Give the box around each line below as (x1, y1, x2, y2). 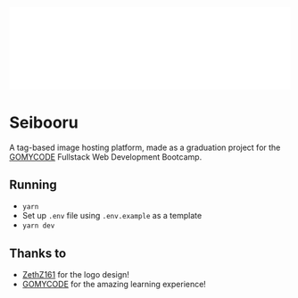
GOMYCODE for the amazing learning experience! (21, 279, 207, 290)
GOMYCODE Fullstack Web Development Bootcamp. (9, 151, 203, 162)
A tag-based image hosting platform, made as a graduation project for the (9, 142, 281, 153)
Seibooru (9, 112, 79, 132)
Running (9, 177, 58, 192)
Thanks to (9, 245, 67, 261)
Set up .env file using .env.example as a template (21, 211, 203, 221)
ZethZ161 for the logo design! (21, 269, 129, 280)
